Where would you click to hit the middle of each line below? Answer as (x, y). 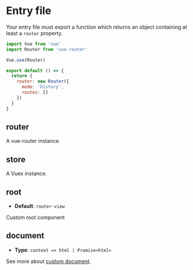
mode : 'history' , (43, 87)
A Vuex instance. (26, 173)
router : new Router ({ (43, 81)
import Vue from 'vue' (34, 44)
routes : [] (35, 93)
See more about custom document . (49, 261)
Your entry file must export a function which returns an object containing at (96, 27)
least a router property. (35, 33)
